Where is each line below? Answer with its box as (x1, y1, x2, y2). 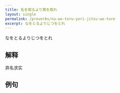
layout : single (5, 12, 36, 17)
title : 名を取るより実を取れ (5, 7, 58, 12)
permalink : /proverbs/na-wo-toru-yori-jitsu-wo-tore (5, 16, 116, 21)
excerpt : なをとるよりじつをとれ (5, 21, 65, 26)
